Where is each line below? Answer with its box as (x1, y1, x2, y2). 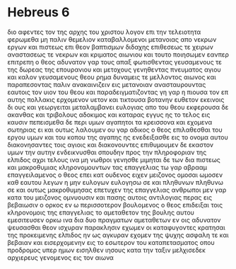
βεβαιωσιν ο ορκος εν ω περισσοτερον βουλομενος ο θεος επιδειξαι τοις (7, 200, 223, 209)
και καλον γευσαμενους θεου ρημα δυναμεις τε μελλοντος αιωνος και (7, 72, 217, 81)
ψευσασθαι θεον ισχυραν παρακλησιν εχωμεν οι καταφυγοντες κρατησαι (7, 223, 226, 231)
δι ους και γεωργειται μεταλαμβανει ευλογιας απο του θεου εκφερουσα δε (7, 103, 229, 111)
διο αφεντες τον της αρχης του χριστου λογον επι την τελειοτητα (7, 28, 201, 36)
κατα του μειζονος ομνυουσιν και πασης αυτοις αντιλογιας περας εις (7, 193, 213, 202)
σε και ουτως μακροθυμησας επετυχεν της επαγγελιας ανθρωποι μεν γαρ (7, 185, 227, 194)
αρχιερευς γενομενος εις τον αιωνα (7, 253, 114, 262)
